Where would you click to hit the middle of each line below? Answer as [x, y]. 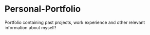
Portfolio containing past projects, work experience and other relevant [75, 22]
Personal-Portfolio [43, 9]
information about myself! [30, 27]
